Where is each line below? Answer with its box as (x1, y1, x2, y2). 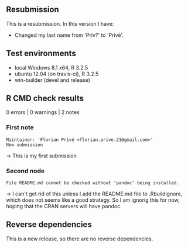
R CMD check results (6, 94, 84, 104)
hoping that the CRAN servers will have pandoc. (6, 203, 122, 210)
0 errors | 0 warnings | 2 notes (6, 109, 80, 116)
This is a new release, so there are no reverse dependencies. (6, 235, 153, 242)
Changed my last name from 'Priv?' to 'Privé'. (14, 32, 124, 39)
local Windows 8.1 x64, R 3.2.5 (14, 64, 88, 71)
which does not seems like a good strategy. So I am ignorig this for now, (6, 197, 180, 204)
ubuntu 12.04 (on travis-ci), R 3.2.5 (14, 70, 99, 77)
